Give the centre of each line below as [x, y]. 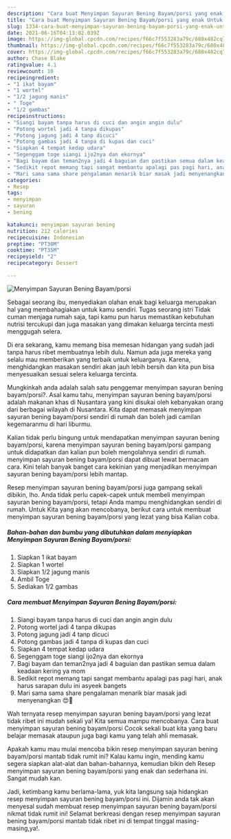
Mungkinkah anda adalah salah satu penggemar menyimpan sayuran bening [115, 387]
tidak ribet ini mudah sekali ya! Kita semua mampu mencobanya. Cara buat [113, 720]
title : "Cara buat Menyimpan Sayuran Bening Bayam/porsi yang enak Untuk [115, 20]
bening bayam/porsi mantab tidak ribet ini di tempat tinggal [91, 820]
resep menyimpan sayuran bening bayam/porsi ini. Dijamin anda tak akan [111, 799]
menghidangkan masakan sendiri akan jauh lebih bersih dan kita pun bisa [111, 367]
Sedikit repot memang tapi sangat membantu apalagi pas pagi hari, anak [120, 678]
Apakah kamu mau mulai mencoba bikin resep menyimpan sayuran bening [113, 749]
